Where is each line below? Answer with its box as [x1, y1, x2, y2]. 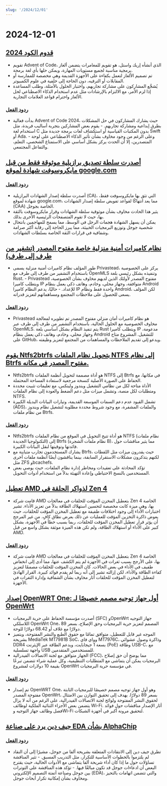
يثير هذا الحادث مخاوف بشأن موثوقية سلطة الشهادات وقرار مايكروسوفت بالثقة [12, 208, 159, 214]
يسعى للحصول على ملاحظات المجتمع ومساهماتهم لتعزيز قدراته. [12, 291, 131, 297]
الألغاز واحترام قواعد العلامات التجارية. [12, 93, 83, 100]
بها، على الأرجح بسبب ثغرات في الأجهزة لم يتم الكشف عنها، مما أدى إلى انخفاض [12, 558, 161, 564]
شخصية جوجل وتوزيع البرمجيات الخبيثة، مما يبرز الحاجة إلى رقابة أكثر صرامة [12, 224, 153, 230]
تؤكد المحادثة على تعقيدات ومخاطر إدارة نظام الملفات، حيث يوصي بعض [12, 464, 146, 470]
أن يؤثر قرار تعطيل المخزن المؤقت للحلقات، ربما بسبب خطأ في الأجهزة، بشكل [12, 519, 159, 525]
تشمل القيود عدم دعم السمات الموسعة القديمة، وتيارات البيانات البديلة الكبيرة [12, 398, 156, 404]
